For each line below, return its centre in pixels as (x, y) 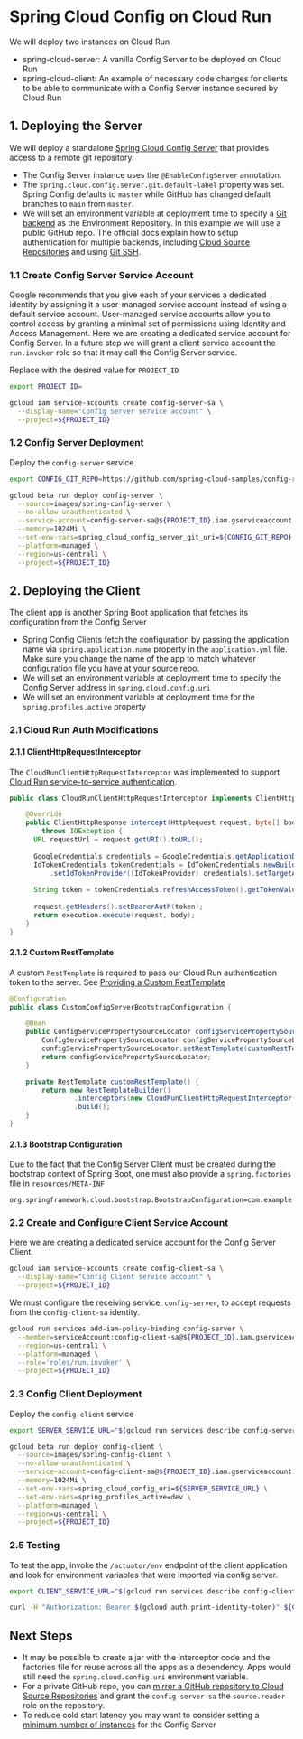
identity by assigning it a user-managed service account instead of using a (148, 305)
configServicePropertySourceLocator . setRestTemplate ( (145, 1049)
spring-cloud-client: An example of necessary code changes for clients (155, 78)
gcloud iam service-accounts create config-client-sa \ (116, 1269)
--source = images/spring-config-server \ (94, 503)
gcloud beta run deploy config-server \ (87, 495)
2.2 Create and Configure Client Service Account (119, 1223)
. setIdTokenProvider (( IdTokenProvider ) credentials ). (152, 873)
